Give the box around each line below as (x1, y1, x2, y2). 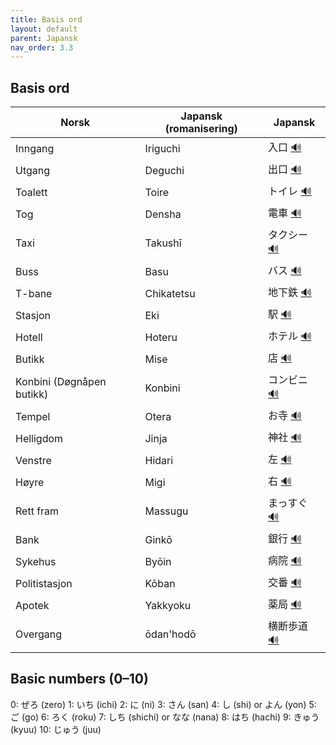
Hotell (15, 330, 43, 344)
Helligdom (15, 431, 64, 445)
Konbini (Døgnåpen (15, 374, 107, 388)
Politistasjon (15, 576, 73, 590)
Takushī (144, 236, 182, 250)
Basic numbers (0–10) (10, 671, 149, 688)
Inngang (15, 141, 55, 155)
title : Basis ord (10, 14, 83, 25)
